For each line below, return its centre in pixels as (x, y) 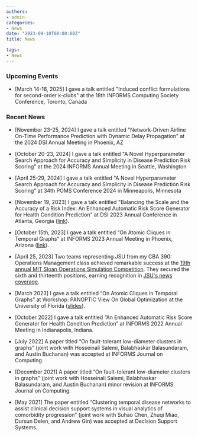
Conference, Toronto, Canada (51, 102)
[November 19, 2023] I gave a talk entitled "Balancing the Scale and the (102, 202)
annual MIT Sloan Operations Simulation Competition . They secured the (102, 269)
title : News (21, 39)
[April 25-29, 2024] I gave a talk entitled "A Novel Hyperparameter (95, 178)
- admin (16, 17)
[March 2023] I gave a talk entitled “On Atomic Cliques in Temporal (96, 294)
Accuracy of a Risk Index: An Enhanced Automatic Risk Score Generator (102, 209)
